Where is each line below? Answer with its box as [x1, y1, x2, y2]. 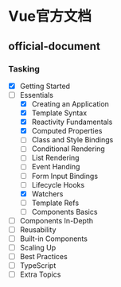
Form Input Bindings [31, 171, 98, 180]
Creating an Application [31, 99, 110, 108]
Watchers [31, 188, 64, 199]
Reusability [19, 224, 57, 235]
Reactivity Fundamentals [31, 117, 113, 127]
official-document [8, 39, 101, 52]
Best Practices [19, 252, 68, 262]
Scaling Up [19, 243, 57, 252]
